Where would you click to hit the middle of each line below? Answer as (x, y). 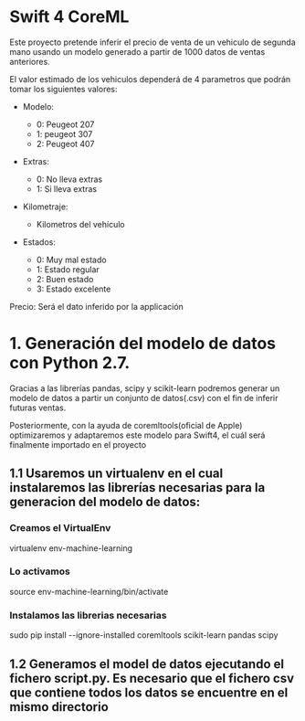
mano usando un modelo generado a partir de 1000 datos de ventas (137, 51)
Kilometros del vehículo (80, 224)
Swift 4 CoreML (69, 17)
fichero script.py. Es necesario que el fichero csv (152, 678)
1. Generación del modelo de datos (143, 344)
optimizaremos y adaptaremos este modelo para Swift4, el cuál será (137, 435)
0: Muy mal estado (71, 260)
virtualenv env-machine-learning (71, 548)
